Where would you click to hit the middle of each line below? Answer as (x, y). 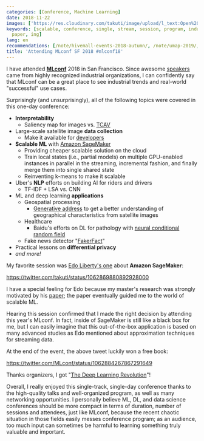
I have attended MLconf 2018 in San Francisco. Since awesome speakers (98, 69)
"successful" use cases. (37, 88)
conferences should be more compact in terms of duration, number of (94, 406)
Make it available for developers (64, 137)
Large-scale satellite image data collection (69, 131)
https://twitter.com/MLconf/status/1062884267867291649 (80, 363)
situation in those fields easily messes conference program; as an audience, (101, 419)
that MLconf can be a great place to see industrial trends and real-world (97, 81)
